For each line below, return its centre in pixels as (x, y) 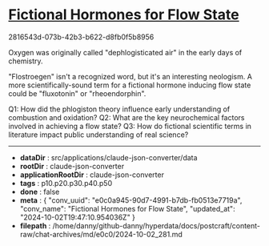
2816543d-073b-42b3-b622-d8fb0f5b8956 (81, 37)
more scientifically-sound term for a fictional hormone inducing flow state (130, 85)
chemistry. (26, 61)
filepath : (35, 225)
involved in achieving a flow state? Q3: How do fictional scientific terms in (130, 126)
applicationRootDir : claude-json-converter (92, 175)
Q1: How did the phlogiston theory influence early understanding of (119, 109)
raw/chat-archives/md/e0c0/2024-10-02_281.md (101, 234)
